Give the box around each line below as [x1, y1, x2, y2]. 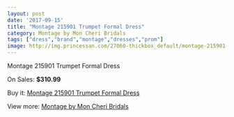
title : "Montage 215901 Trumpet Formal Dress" [7, 23, 145, 30]
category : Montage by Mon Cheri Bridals [7, 29, 127, 37]
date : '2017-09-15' [7, 17, 64, 24]
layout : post [7, 10, 45, 17]
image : [7, 42, 26, 49]
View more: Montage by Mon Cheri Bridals [7, 102, 129, 110]
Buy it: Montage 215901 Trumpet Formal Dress [7, 88, 140, 97]
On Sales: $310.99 [7, 75, 61, 84]
